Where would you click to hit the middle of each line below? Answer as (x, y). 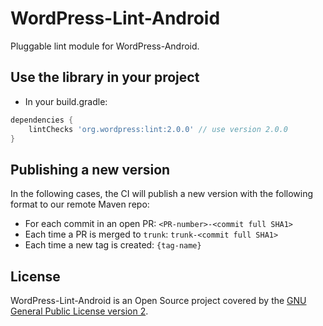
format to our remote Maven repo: (80, 204)
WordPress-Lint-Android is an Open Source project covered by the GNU (158, 300)
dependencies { (42, 120)
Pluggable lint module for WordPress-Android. (105, 46)
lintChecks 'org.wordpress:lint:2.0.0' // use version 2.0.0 (158, 129)
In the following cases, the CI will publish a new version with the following (162, 194)
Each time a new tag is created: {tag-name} (113, 245)
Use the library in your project (105, 77)
